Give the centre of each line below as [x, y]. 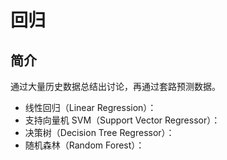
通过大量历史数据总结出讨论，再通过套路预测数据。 [115, 86]
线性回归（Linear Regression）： [90, 107]
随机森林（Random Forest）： [84, 145]
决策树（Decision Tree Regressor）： [99, 132]
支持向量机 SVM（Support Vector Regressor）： [122, 120]
